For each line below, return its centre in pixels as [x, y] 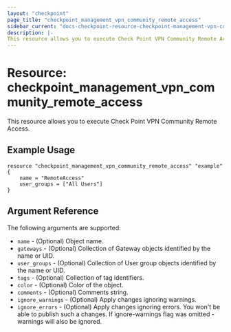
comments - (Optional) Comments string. [73, 292]
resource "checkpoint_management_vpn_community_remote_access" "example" [115, 166]
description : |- [30, 33]
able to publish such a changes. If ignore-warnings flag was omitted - [116, 314]
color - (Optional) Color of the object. [70, 285]
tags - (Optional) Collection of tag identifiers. [80, 277]
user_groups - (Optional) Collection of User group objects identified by [117, 263]
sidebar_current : [32, 26]
